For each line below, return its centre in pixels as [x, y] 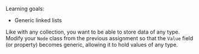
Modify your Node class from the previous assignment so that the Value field [99, 38]
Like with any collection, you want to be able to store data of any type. [93, 32]
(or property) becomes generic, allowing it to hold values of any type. [92, 45]
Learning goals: [25, 9]
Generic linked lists [38, 20]
